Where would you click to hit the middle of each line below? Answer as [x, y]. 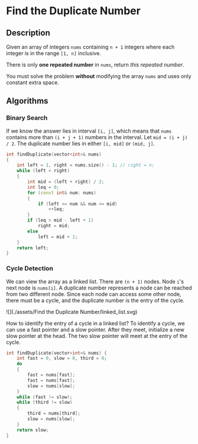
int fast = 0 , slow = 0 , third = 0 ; [62, 358]
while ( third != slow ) [45, 403]
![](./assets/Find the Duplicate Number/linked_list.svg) [72, 311]
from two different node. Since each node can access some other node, [94, 294]
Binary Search [27, 118]
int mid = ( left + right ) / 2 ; [66, 182]
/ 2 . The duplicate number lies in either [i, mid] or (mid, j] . [81, 143]
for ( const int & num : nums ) [62, 193]
